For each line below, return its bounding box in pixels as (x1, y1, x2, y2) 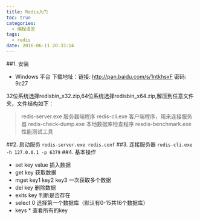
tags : (6, 32, 20, 38)
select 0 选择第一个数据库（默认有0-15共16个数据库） (15, 199, 149, 206)
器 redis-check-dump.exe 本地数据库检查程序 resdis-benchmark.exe (21, 120, 192, 127)
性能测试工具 (21, 128, 53, 135)
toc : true (6, 15, 31, 21)
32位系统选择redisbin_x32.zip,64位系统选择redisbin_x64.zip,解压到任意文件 (6, 92, 195, 99)
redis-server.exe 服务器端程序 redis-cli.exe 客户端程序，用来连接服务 (21, 113, 193, 120)
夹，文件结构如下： (6, 99, 54, 107)
